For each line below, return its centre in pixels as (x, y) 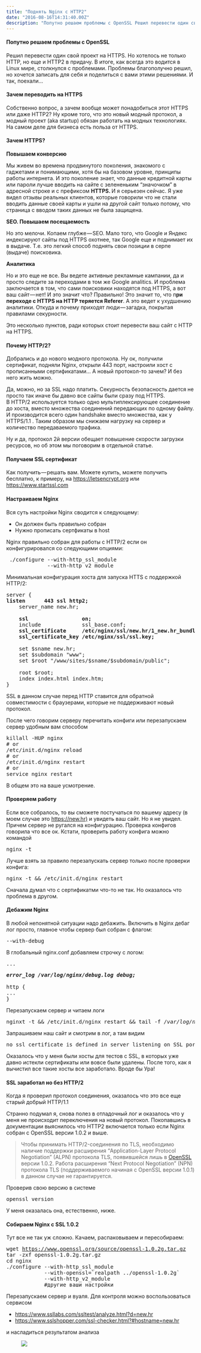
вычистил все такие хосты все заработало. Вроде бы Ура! (81, 1069)
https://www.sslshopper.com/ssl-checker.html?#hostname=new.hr (97, 1321)
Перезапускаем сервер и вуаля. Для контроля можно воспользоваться (98, 1296)
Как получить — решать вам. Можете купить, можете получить (87, 472)
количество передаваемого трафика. (54, 427)
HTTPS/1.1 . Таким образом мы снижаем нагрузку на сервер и (86, 421)
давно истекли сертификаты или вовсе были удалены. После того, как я (99, 1062)
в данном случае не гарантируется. (66, 1176)
